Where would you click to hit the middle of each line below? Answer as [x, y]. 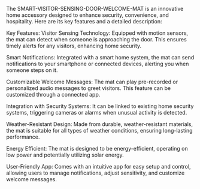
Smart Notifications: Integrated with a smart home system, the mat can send [100, 57]
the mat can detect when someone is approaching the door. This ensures [96, 39]
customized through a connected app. [53, 94]
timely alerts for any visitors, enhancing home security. [74, 46]
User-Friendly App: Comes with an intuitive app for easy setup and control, [99, 166]
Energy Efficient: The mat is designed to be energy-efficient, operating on [97, 148]
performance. [23, 137]
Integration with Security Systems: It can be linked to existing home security [100, 106]
